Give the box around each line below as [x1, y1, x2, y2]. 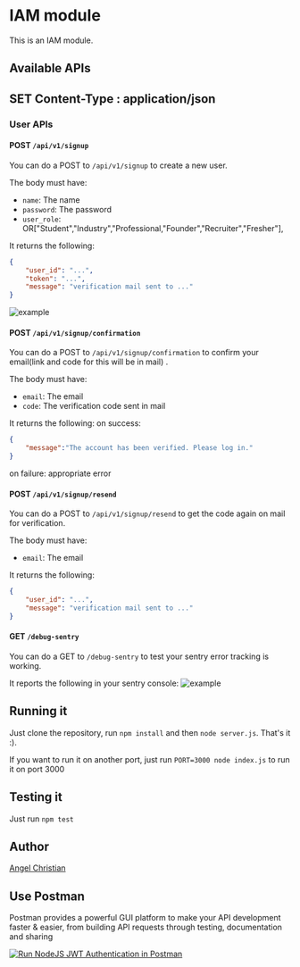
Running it [9, 704, 68, 719]
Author [9, 838, 49, 854]
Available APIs [9, 61, 91, 76]
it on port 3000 [9, 763, 65, 774]
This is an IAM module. [9, 35, 94, 46]
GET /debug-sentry [9, 631, 79, 642]
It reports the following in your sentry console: [9, 678, 179, 688]
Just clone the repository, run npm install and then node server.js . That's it [9, 727, 291, 738]
